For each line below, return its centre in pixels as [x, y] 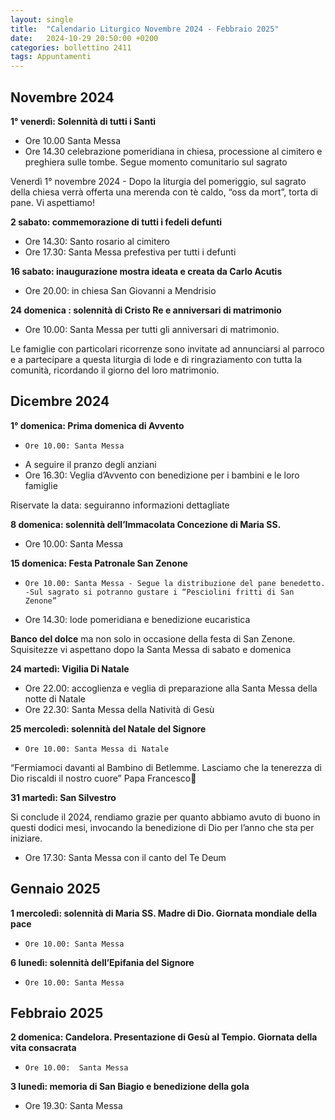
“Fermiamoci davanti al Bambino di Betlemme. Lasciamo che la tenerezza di [166, 767]
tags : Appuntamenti [51, 57]
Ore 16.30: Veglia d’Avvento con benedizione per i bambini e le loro [162, 475]
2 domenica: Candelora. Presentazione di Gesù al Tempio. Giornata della [164, 1037]
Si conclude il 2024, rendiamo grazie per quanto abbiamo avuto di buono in [165, 817]
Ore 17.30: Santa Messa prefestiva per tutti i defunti [130, 252]
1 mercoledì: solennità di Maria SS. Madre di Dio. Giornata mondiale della [164, 913]
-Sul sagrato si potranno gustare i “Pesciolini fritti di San [159, 592]
